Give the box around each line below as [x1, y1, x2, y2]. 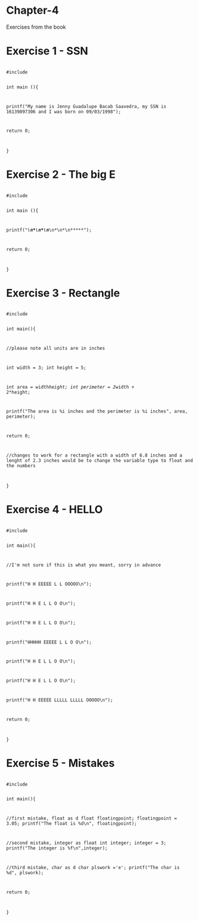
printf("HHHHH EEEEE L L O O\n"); [6, 639, 92, 645]
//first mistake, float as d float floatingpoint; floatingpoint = [6, 815, 178, 821]
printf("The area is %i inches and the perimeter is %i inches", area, [6, 408, 188, 415]
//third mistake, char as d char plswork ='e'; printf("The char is [6, 864, 180, 870]
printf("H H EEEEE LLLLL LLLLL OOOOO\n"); [6, 697, 113, 703]
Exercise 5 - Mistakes [6, 756, 115, 770]
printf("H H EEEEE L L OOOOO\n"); [6, 581, 92, 587]
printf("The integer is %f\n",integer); [6, 845, 108, 851]
